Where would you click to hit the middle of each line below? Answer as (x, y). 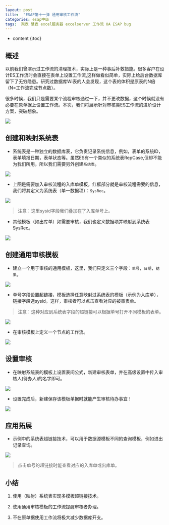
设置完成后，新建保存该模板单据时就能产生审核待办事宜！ (72, 398)
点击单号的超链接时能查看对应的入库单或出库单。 (68, 465)
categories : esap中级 (27, 19)
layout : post (19, 10)
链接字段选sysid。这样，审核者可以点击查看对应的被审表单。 (75, 301)
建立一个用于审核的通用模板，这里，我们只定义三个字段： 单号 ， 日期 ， (84, 268)
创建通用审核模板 (32, 255)
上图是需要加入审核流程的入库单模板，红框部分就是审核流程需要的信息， (88, 184)
